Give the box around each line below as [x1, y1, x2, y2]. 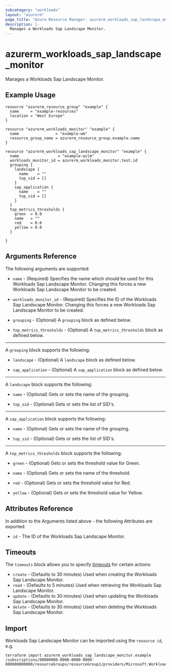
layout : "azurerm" [5, 12, 44, 17]
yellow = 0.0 [14, 225, 42, 230]
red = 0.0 [14, 220, 42, 225]
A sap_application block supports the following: [5, 416, 106, 422]
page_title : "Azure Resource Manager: [5, 17, 88, 22]
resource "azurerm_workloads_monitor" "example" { [5, 126, 115, 132]
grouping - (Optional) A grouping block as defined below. [12, 317, 131, 323]
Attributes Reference [5, 504, 73, 513]
